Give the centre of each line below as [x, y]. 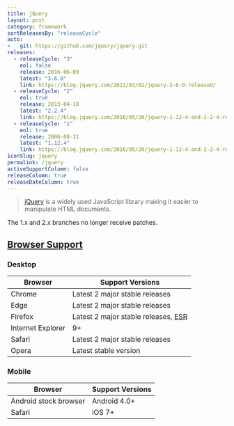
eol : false [36, 65]
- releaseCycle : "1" [43, 124]
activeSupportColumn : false [48, 169]
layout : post [26, 20]
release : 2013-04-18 [49, 104]
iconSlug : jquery [32, 156]
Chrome [24, 294]
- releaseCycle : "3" [43, 59]
